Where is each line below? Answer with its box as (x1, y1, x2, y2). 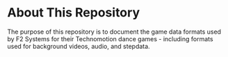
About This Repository (7, 5, 140, 21)
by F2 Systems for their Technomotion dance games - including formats (7, 34, 213, 43)
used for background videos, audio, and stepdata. (7, 42, 151, 50)
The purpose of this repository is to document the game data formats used (7, 27, 221, 36)
